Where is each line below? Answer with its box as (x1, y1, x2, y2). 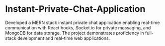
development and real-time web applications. (17, 35, 110, 41)
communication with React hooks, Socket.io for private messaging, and (5, 24, 151, 30)
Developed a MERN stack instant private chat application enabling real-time (5, 20, 160, 25)
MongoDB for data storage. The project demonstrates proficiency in (5, 30, 144, 36)
